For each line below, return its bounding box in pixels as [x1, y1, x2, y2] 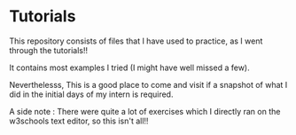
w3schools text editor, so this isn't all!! [9, 115, 149, 126]
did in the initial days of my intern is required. [9, 89, 174, 99]
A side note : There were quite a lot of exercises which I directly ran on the [9, 106, 281, 116]
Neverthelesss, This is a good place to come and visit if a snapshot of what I [9, 79, 288, 90]
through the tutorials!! [9, 44, 89, 55]
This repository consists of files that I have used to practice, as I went [9, 36, 263, 46]
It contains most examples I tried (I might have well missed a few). [9, 62, 250, 73]
